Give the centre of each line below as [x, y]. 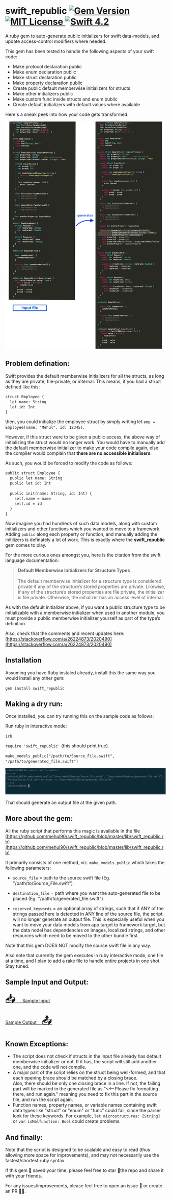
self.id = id [28, 504]
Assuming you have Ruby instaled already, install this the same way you [80, 672]
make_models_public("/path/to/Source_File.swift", [60, 756]
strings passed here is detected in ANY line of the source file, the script [88, 914]
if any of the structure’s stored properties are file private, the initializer [91, 592]
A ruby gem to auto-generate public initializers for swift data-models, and [82, 36]
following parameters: [28, 868]
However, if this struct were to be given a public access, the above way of [83, 437]
